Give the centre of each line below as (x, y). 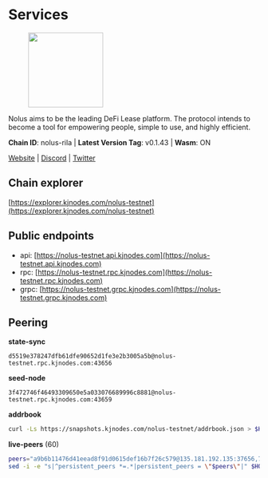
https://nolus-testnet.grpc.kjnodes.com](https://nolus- (131, 289)
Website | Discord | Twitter (52, 158)
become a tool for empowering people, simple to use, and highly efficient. (130, 127)
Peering (28, 322)
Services (39, 15)
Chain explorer (46, 183)
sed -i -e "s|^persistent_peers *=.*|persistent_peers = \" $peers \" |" (128, 467)
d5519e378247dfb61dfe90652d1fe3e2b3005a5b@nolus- (93, 357)
